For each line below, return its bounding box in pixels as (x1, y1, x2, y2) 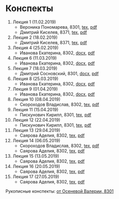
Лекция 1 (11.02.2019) (12, 19, 56, 25)
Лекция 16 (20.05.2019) (12, 163, 60, 169)
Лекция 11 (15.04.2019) (12, 106, 59, 112)
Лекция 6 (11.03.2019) (12, 55, 57, 61)
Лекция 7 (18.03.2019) (12, 65, 58, 71)
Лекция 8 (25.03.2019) (12, 76, 59, 82)
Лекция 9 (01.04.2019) (12, 86, 58, 92)
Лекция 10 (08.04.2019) (12, 96, 61, 102)
